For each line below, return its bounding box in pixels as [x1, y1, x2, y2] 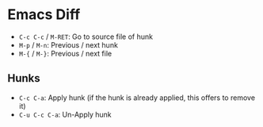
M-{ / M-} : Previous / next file [18, 48, 112, 58]
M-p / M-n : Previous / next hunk [18, 40, 118, 49]
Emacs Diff [7, 6, 81, 24]
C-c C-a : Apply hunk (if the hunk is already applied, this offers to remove [18, 93, 255, 102]
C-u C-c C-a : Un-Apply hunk [18, 110, 112, 119]
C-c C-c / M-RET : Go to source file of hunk [18, 32, 154, 41]
